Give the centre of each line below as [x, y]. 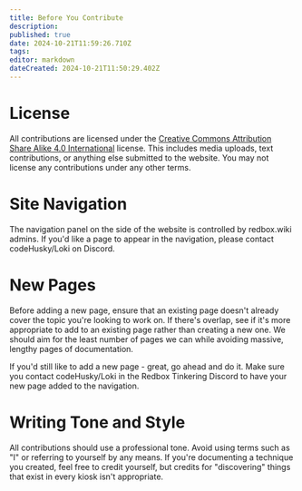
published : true [40, 34]
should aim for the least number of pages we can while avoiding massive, [146, 339]
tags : [19, 52]
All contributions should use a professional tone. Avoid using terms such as [150, 447]
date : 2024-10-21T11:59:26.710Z [70, 43]
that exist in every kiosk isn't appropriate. [87, 476]
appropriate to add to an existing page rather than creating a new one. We [147, 329]
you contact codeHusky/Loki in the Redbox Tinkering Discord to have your [148, 376]
